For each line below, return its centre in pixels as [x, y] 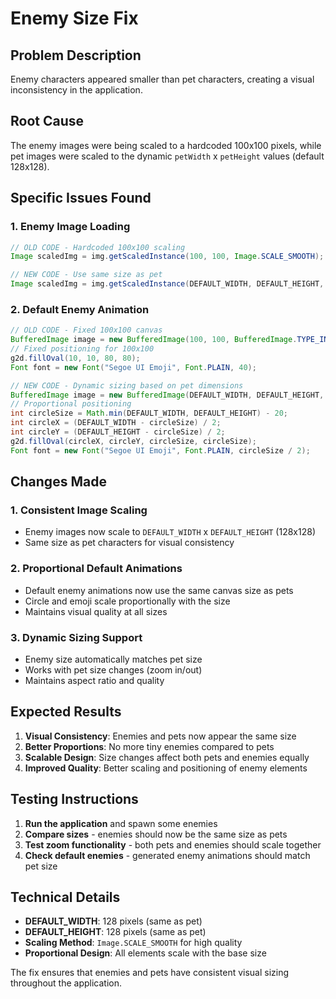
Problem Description [76, 55]
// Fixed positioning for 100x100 [82, 349]
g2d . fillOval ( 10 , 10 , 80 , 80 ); [75, 358]
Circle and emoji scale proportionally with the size [127, 601]
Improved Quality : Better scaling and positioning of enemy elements [166, 768]
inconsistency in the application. [76, 90]
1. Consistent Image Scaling [79, 510]
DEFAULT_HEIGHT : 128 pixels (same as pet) [115, 932]
